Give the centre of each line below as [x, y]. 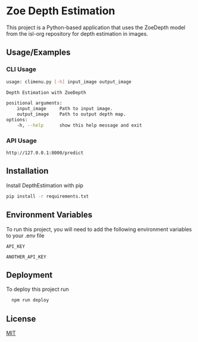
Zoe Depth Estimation [61, 11]
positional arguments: [34, 103]
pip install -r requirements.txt [48, 196]
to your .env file [25, 236]
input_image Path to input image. [65, 109]
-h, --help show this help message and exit [80, 125]
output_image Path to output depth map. [72, 114]
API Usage [21, 140]
